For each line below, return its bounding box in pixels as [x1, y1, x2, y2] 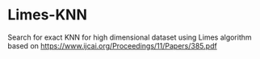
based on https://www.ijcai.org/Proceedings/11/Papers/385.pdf [7, 40, 217, 50]
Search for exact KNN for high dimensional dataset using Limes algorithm [7, 32, 252, 42]
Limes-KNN [7, 6, 88, 24]
